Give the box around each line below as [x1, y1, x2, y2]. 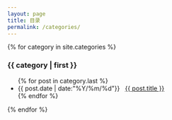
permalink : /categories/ [7, 23, 81, 30]
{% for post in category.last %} [17, 76, 108, 85]
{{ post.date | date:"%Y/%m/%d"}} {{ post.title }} [17, 84, 165, 92]
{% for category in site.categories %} [7, 43, 117, 52]
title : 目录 [7, 17, 40, 24]
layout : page [7, 10, 46, 18]
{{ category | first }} [7, 61, 78, 71]
